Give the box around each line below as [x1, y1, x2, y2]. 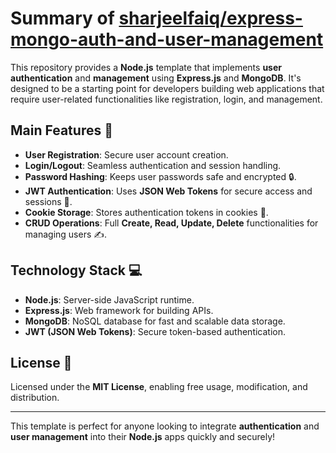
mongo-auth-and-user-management [10, 28, 324, 51]
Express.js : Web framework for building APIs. [24, 304, 214, 316]
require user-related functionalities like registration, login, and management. [10, 93, 323, 105]
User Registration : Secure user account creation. [24, 148, 229, 161]
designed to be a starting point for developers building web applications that [10, 82, 325, 94]
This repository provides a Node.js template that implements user [10, 61, 282, 73]
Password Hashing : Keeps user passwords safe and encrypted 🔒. [24, 170, 297, 182]
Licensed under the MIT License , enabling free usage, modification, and [10, 381, 308, 393]
